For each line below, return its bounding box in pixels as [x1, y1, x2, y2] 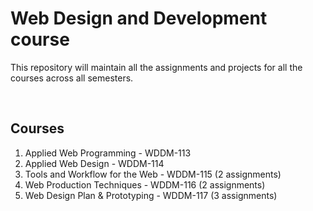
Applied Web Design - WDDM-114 [24, 157, 165, 169]
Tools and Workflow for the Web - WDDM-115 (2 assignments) [24, 168, 282, 180]
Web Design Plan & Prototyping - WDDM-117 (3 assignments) [24, 189, 278, 201]
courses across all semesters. [10, 72, 134, 84]
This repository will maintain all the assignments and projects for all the [10, 61, 303, 73]
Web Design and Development [10, 7, 268, 30]
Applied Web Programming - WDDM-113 [24, 147, 192, 159]
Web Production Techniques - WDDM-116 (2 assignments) [24, 178, 266, 191]
